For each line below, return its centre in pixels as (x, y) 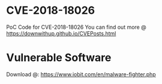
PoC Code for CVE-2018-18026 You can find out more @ (76, 27)
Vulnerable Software (59, 58)
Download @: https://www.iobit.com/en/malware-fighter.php (81, 74)
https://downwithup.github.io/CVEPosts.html (61, 33)
